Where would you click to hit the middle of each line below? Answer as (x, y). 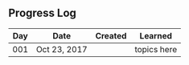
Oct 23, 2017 (62, 49)
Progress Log (42, 13)
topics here (156, 49)
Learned (156, 35)
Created (111, 35)
